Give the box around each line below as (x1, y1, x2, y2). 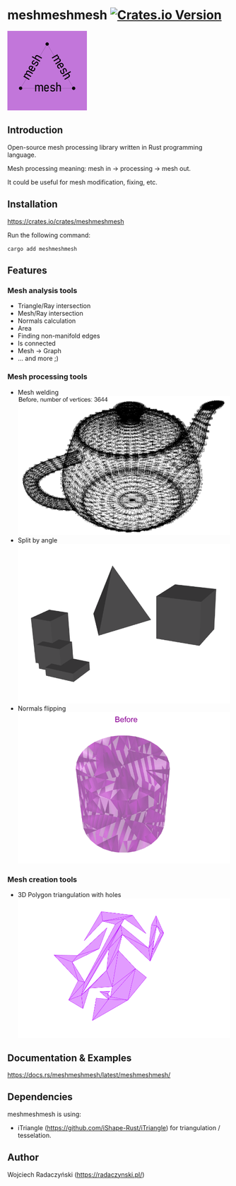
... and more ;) (17, 354, 59, 363)
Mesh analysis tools (7, 285, 78, 295)
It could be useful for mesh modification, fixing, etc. (7, 177, 158, 186)
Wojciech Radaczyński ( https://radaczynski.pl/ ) (7, 1170, 145, 1179)
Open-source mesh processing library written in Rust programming (7, 143, 203, 151)
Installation (7, 198, 58, 210)
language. (7, 150, 37, 159)
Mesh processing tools (7, 372, 88, 381)
